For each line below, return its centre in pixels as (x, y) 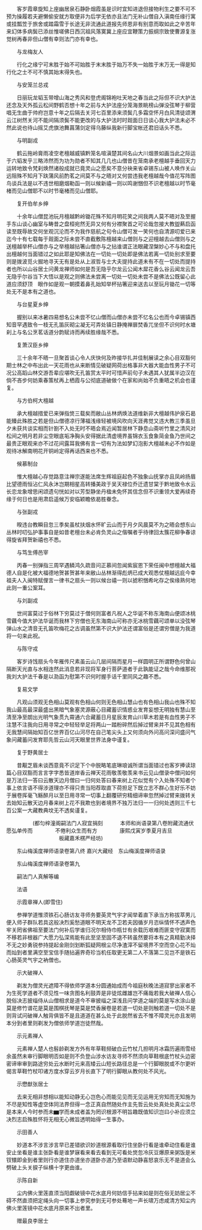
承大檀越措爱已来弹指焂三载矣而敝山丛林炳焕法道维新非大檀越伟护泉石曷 (106, 413)
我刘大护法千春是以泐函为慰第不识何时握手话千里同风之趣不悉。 (85, 676)
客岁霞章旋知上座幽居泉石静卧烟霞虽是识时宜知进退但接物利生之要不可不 (106, 9)
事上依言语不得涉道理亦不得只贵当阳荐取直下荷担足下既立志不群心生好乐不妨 (101, 788)
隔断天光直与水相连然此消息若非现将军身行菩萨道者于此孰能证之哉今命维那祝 (101, 669)
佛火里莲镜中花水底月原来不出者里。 (51, 1208)
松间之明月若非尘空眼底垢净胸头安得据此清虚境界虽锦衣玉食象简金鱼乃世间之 (101, 436)
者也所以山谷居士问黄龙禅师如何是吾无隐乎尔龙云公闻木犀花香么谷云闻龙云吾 (101, 269)
